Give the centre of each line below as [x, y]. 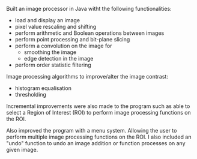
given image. [22, 150]
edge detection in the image [59, 58]
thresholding [31, 94]
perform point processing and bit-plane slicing [72, 39]
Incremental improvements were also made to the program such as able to [98, 106]
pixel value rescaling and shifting [56, 27]
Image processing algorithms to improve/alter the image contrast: [87, 76]
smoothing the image [50, 52]
